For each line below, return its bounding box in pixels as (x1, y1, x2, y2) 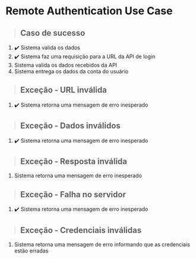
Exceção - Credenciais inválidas (20, 225, 142, 235)
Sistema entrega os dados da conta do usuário (14, 68, 129, 75)
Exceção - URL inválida (20, 85, 108, 95)
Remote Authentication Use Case (5, 4, 173, 18)
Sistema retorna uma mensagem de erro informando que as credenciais (14, 241, 191, 248)
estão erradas (14, 247, 49, 254)
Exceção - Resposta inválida (20, 157, 128, 167)
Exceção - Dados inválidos (20, 121, 121, 131)
